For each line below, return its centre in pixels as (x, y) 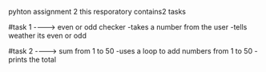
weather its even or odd (47, 36)
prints (18, 60)
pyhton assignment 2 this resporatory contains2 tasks (97, 12)
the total (43, 60)
